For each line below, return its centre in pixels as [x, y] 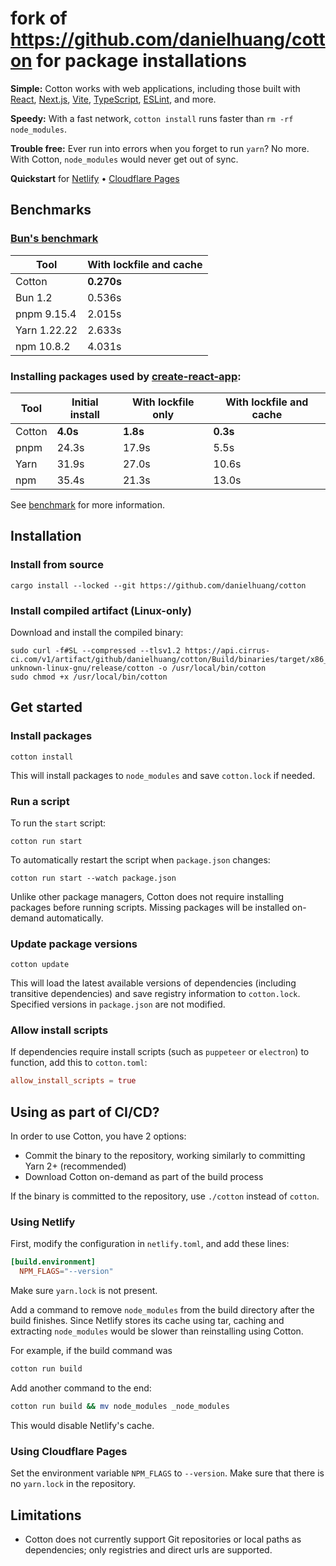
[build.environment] [53, 1262]
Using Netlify [43, 1222]
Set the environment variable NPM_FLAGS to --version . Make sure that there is [167, 1473]
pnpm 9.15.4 [46, 314]
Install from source [57, 565]
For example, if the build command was [91, 1351]
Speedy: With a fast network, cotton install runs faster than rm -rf [152, 118]
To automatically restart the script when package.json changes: [140, 859]
